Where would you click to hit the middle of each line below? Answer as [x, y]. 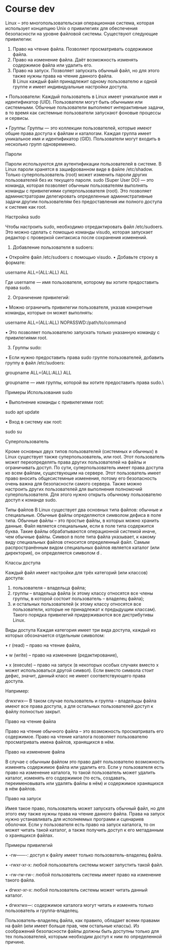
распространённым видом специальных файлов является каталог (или [82, 547]
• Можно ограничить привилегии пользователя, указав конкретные [79, 307]
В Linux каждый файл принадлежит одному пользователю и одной [85, 81]
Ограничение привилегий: [41, 297]
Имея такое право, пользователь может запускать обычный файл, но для [85, 808]
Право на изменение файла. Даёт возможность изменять [75, 59]
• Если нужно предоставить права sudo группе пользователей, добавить [85, 357]
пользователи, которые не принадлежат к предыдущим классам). [84, 609]
